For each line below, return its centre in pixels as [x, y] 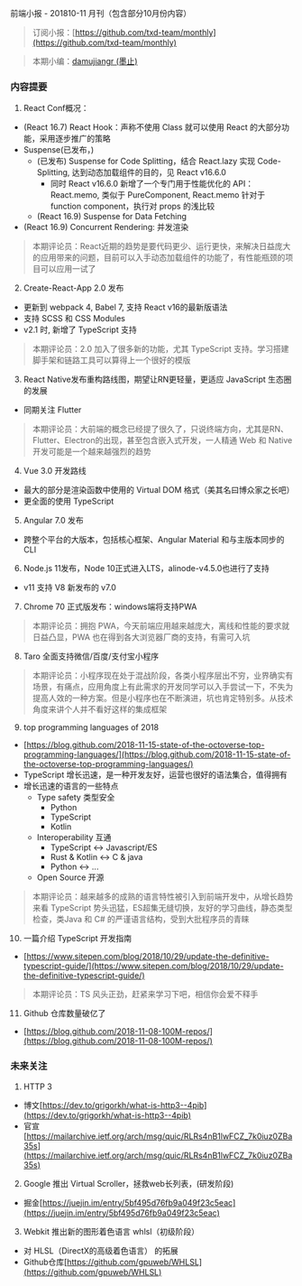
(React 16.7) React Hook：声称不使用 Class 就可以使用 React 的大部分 [152, 127]
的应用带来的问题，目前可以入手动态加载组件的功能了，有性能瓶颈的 [159, 258]
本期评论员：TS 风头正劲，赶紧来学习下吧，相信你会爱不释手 [145, 995]
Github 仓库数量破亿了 [64, 1013]
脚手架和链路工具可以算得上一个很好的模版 [111, 360]
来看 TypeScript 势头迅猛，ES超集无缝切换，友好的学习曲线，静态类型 [162, 908]
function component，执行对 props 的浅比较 [133, 207]
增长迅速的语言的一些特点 [71, 786]
